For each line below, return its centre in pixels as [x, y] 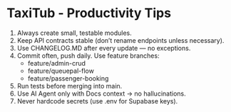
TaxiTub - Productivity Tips [89, 13]
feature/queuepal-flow [61, 71]
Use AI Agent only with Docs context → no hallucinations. [101, 93]
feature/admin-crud [57, 63]
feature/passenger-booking [68, 78]
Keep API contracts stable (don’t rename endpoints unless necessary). [120, 40]
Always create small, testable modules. [75, 33]
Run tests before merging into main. [70, 86]
